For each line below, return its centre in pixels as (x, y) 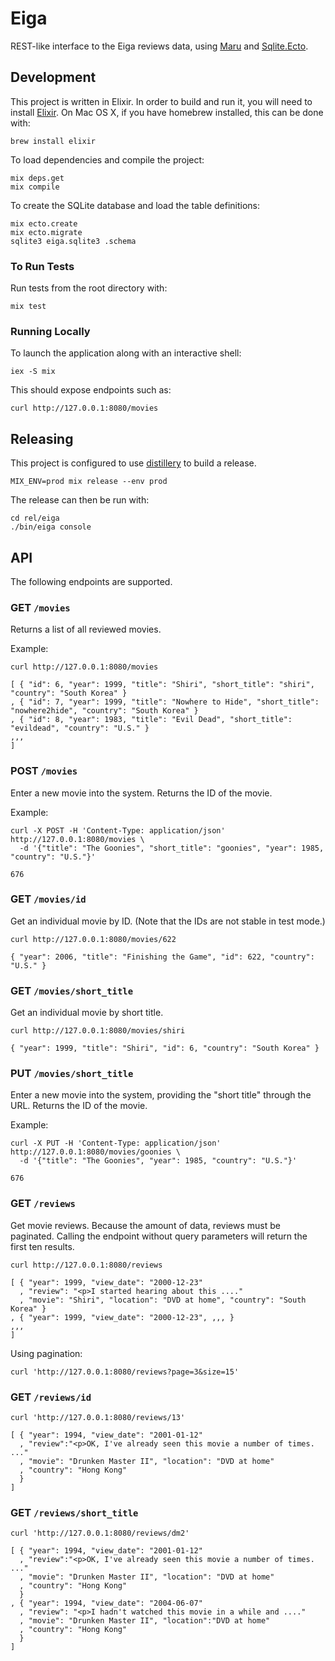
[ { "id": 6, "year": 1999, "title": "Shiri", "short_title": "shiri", (162, 685)
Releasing (42, 438)
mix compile (35, 187)
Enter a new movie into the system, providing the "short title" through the (161, 1095)
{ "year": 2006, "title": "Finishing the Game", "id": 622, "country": (162, 957)
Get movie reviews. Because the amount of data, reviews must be (145, 1225)
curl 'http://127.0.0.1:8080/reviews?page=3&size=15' (125, 1372)
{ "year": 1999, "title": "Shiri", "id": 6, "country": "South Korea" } (165, 1048)
